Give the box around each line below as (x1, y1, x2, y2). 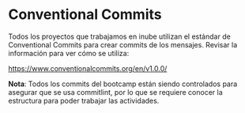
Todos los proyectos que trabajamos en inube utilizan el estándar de (8, 32, 231, 41)
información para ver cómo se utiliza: (8, 48, 130, 58)
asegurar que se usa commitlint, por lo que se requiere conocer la (8, 87, 223, 96)
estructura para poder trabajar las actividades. (8, 96, 160, 105)
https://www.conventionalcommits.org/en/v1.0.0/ (8, 63, 168, 73)
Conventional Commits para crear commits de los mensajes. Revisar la (8, 40, 238, 49)
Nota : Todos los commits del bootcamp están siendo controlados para (8, 79, 238, 89)
